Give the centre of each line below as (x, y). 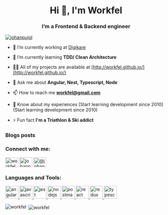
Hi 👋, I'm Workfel (86, 10)
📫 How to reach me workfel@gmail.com (57, 93)
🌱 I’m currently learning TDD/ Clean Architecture (65, 57)
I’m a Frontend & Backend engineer (86, 27)
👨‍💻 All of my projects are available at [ (53, 67)
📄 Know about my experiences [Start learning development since (81, 105)
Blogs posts (20, 135)
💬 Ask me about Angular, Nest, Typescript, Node (65, 82)
